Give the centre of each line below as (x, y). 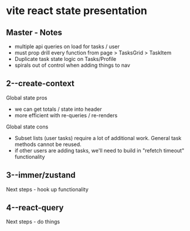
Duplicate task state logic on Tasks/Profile (65, 59)
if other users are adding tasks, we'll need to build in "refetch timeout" (99, 150)
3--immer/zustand (41, 175)
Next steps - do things (33, 222)
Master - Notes (34, 33)
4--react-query (35, 208)
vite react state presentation (77, 11)
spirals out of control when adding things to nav (72, 65)
